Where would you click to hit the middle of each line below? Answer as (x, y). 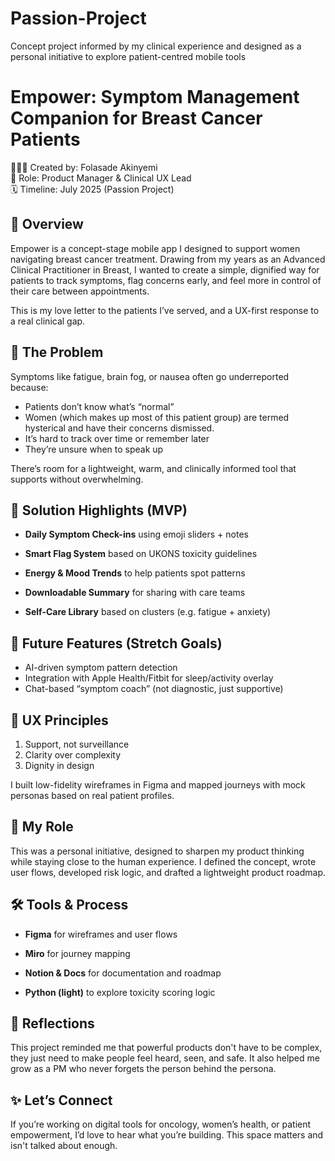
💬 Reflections (52, 1023)
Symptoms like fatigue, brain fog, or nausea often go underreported (150, 376)
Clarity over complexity (73, 754)
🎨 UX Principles (59, 720)
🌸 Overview (47, 224)
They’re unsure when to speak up (94, 449)
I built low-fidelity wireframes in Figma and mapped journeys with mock (158, 784)
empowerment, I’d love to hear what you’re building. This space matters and (167, 1135)
